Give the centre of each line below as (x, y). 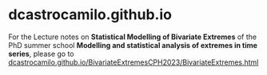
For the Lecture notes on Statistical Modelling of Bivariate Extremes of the (133, 37)
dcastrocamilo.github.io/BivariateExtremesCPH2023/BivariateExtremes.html (133, 62)
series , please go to (41, 53)
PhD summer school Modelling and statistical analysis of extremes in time (133, 45)
